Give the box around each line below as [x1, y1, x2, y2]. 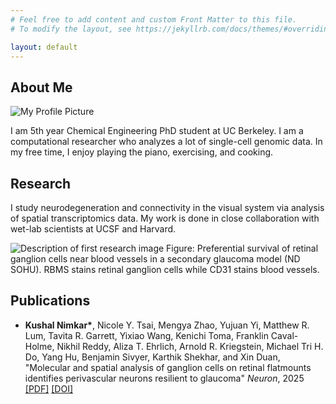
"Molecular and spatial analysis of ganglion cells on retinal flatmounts [24, 361, 312, 373]
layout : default [10, 42, 78, 52]
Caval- [270, 329, 299, 341]
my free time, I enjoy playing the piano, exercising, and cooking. [10, 146, 274, 158]
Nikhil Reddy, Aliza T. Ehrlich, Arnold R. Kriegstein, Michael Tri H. [56, 340, 324, 352]
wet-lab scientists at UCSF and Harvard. [10, 223, 177, 235]
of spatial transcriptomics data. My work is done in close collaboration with [10, 212, 320, 224]
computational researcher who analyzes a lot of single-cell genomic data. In [10, 136, 323, 148]
